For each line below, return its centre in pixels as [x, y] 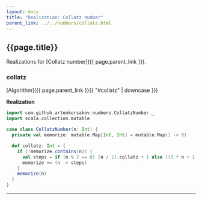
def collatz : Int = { [39, 146]
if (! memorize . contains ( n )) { [55, 151]
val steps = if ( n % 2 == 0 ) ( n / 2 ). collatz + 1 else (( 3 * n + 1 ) [110, 157]
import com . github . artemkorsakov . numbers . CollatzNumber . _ [80, 113]
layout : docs [23, 12]
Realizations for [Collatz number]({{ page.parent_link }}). [76, 62]
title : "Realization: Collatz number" [55, 17]
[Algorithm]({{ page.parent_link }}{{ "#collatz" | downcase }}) [82, 90]
